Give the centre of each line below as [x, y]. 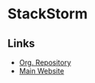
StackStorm [48, 14]
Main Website [42, 71]
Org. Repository [45, 62]
